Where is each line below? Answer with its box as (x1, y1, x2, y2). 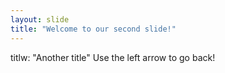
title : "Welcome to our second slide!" (10, 24, 177, 34)
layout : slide (10, 14, 70, 25)
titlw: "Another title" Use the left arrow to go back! (10, 51, 216, 63)
